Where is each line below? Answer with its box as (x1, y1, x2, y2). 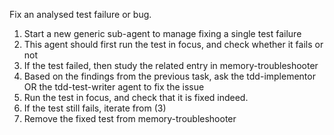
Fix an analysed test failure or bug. (9, 9, 152, 20)
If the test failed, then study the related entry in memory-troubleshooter (23, 60, 319, 71)
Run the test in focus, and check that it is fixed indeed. (23, 92, 249, 103)
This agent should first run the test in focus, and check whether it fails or (23, 39, 324, 50)
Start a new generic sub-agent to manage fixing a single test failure (23, 28, 302, 39)
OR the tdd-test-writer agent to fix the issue (23, 81, 205, 93)
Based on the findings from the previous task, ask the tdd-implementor (23, 70, 316, 82)
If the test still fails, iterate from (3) (23, 102, 167, 114)
